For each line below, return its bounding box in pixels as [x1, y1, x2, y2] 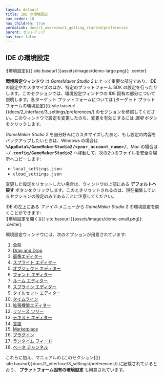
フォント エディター [12, 271, 53, 277]
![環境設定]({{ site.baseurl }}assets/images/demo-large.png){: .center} [5, 68, 147, 73]
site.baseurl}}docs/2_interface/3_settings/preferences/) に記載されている [5, 360, 153, 366]
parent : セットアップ [5, 30, 45, 35]
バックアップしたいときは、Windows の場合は [5, 138, 98, 143]
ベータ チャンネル [12, 344, 48, 350]
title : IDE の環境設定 [5, 12, 48, 17]
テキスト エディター [12, 314, 53, 320]
